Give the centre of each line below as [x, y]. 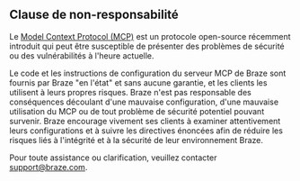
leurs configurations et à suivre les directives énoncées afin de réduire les [146, 131]
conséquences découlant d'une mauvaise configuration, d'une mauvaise [144, 102]
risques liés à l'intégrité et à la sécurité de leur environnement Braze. [136, 140]
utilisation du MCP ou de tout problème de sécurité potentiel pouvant [137, 111]
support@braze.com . [49, 167]
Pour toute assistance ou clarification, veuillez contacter [113, 158]
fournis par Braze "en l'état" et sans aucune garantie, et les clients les [138, 82]
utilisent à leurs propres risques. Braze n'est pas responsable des [130, 92]
